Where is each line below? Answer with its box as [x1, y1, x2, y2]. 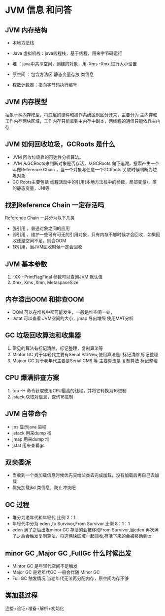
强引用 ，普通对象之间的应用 [12, 226, 70, 232]
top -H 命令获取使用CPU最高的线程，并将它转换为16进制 [12, 387, 127, 393]
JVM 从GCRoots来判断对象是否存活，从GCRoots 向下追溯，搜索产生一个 [12, 160, 160, 166]
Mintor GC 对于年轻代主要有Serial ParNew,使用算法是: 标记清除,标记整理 [12, 351, 159, 357]
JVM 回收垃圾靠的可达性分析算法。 [12, 154, 84, 160]
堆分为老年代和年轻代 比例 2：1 [12, 515, 75, 521]
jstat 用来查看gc [12, 442, 45, 448]
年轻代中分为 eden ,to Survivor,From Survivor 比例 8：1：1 [12, 521, 130, 527]
